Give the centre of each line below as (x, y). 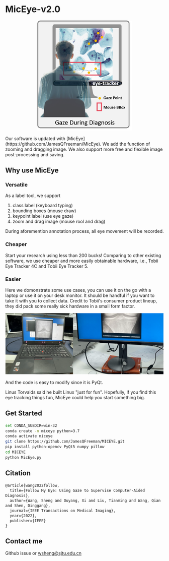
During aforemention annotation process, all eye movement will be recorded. (84, 231)
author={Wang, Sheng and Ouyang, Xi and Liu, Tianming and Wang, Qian (85, 501)
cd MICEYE (16, 452)
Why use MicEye (32, 171)
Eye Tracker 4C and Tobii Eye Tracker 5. (47, 266)
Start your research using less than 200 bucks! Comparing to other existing (83, 255)
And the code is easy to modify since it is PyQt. (54, 382)
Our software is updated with (35, 138)
